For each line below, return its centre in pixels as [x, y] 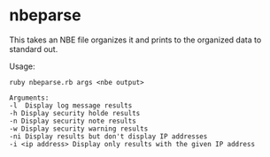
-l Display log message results [71, 105]
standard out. [34, 49]
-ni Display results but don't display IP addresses [108, 136]
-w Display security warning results [79, 129]
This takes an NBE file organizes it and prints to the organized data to [135, 40]
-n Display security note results [73, 121]
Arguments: [29, 98]
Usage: [22, 66]
